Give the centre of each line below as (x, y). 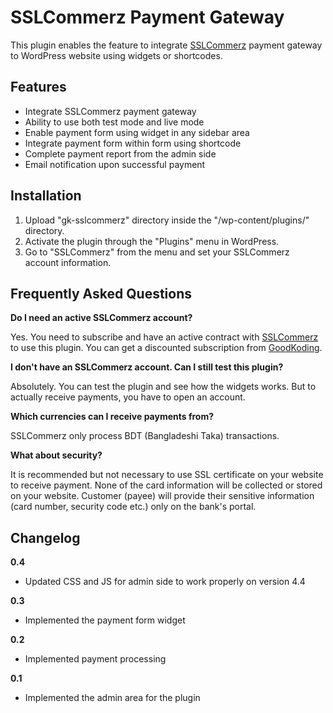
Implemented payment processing (95, 659)
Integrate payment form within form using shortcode (133, 143)
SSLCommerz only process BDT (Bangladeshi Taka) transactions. (145, 436)
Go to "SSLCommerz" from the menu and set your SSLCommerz (157, 252)
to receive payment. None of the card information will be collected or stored (166, 485)
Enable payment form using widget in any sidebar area (137, 132)
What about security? (56, 455)
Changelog (45, 537)
